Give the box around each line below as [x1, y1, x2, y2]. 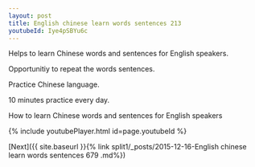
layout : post [8, 11, 52, 20]
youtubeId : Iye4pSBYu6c [8, 26, 88, 35]
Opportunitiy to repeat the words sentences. [8, 64, 155, 74]
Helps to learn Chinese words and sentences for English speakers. [8, 49, 229, 59]
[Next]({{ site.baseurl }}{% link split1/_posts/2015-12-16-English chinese [8, 142, 247, 152]
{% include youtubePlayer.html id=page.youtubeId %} [8, 126, 187, 136]
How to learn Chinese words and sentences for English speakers [8, 111, 223, 120]
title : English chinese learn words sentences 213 [8, 19, 182, 27]
